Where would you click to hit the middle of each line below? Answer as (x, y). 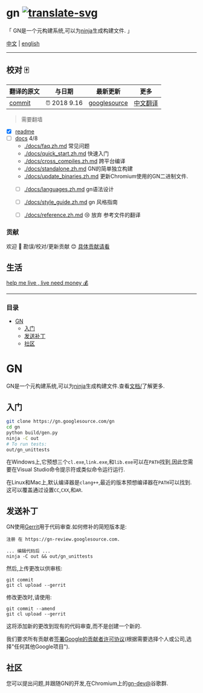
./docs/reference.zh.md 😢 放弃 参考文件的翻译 (82, 215)
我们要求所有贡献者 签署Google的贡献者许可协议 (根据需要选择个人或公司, (96, 639)
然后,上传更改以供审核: (34, 569)
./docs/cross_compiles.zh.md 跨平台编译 (75, 161)
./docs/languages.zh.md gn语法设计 (69, 189)
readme (24, 131)
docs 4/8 (26, 138)
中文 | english (23, 43)
